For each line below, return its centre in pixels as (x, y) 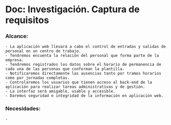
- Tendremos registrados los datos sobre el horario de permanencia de (83, 65)
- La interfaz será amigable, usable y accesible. (60, 91)
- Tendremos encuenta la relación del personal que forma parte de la (82, 56)
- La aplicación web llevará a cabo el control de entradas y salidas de (86, 47)
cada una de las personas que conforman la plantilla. (65, 69)
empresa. (15, 60)
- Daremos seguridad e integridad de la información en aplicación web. (84, 96)
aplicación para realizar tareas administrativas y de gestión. (75, 87)
